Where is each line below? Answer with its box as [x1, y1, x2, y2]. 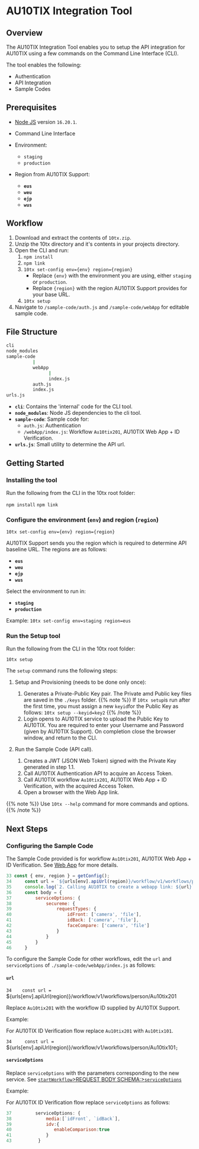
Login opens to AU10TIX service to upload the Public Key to [23, 715, 169, 722]
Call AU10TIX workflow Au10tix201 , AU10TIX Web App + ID [23, 776, 167, 783]
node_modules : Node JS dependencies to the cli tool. [14, 410, 142, 417]
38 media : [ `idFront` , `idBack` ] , [6, 1116, 120, 1122]
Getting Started [6, 458, 65, 468]
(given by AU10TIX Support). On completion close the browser [23, 728, 176, 735]
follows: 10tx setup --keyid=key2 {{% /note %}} [23, 709, 142, 716]
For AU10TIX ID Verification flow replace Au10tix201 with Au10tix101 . [6, 1027, 174, 1034]
